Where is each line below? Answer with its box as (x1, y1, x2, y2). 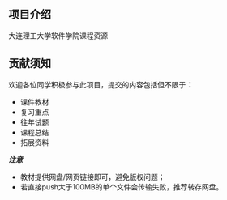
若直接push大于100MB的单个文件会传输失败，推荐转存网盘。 (19, 181, 224, 192)
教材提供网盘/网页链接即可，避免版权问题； (19, 172, 165, 181)
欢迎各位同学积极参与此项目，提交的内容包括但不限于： (8, 79, 193, 89)
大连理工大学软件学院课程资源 (8, 31, 108, 40)
